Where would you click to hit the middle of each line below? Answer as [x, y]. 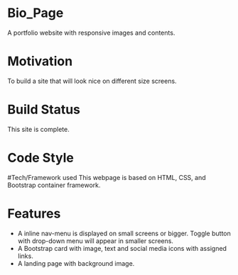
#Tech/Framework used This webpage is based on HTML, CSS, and [107, 177]
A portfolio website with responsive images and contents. [91, 33]
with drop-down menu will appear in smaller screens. [96, 241]
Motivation [40, 61]
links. [25, 256]
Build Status [44, 110]
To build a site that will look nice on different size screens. [92, 81]
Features [34, 213]
